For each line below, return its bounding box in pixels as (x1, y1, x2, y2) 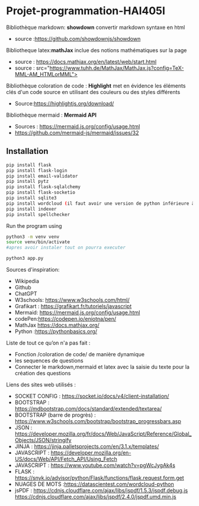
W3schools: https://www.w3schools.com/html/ (14, 296, 130, 303)
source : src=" (14, 64, 50, 72)
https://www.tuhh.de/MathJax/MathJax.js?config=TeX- (49, 64, 184, 72)
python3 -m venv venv (6, 234, 60, 240)
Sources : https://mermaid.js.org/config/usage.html (14, 123, 140, 130)
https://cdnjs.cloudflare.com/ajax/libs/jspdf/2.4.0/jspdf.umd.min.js (14, 493, 176, 500)
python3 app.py (6, 256, 44, 262)
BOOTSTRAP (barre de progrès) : (14, 411, 96, 418)
